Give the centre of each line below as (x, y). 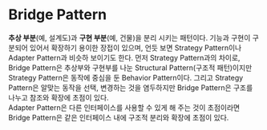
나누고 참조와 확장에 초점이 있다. (59, 97)
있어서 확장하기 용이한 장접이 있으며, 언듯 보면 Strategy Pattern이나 (136, 47)
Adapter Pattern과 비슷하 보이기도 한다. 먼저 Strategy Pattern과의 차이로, (124, 57)
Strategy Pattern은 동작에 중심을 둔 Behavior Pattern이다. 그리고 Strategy (126, 77)
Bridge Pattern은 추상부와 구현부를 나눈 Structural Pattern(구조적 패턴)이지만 (130, 67)
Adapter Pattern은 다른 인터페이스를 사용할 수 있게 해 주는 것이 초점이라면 (124, 107)
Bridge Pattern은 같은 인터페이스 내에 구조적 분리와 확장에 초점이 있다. (119, 117)
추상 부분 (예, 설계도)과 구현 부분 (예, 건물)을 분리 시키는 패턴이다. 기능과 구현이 (129, 37)
